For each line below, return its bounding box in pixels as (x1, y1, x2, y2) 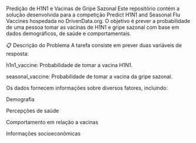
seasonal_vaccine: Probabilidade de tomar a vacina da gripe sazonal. (6, 73, 173, 80)
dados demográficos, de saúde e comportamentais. (6, 30, 131, 37)
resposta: (6, 50, 29, 57)
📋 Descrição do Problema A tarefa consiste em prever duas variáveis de (6, 42, 182, 49)
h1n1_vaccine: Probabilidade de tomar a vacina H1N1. (6, 62, 133, 68)
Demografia (6, 96, 35, 102)
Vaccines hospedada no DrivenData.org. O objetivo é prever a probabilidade (6, 18, 191, 24)
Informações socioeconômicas (6, 130, 81, 137)
